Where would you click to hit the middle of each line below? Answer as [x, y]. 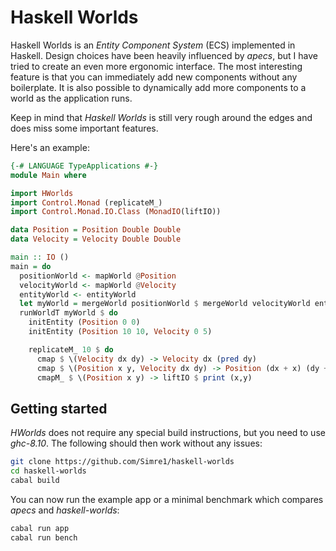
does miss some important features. [84, 128]
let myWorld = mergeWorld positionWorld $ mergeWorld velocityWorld [165, 304]
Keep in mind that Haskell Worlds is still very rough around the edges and [161, 117]
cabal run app [40, 528]
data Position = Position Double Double [96, 230]
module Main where [48, 175]
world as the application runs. [71, 98]
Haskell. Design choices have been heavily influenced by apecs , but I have [164, 55]
